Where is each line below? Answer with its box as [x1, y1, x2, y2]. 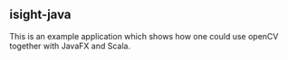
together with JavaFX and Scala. [9, 40, 131, 51]
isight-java [9, 7, 72, 22]
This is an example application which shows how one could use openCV [9, 30, 279, 41]
